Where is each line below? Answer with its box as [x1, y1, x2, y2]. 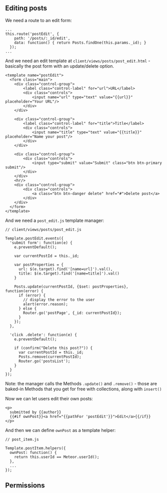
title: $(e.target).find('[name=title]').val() [18, 271, 120, 276]
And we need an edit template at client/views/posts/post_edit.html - [5, 58, 150, 64]
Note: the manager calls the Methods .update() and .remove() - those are [5, 380, 157, 386]
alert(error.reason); [23, 302, 68, 307]
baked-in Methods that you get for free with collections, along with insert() [5, 386, 162, 392]
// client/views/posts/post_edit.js [5, 227, 81, 232]
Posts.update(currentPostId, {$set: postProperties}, [14, 284, 128, 289]
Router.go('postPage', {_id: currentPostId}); [23, 310, 122, 315]
